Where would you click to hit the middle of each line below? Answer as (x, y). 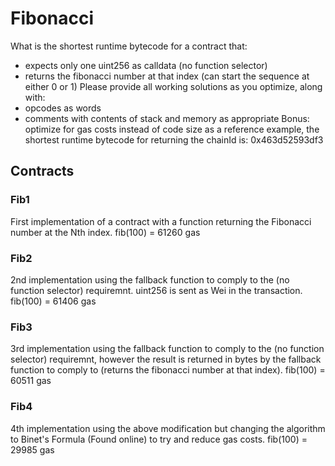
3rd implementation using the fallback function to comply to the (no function (167, 349)
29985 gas (32, 449)
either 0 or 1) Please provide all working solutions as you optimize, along (173, 86)
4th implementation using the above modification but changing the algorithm (168, 428)
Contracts (42, 171)
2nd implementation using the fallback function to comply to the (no (150, 279)
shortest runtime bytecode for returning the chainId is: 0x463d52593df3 (174, 139)
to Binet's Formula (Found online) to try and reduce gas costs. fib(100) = (159, 439)
